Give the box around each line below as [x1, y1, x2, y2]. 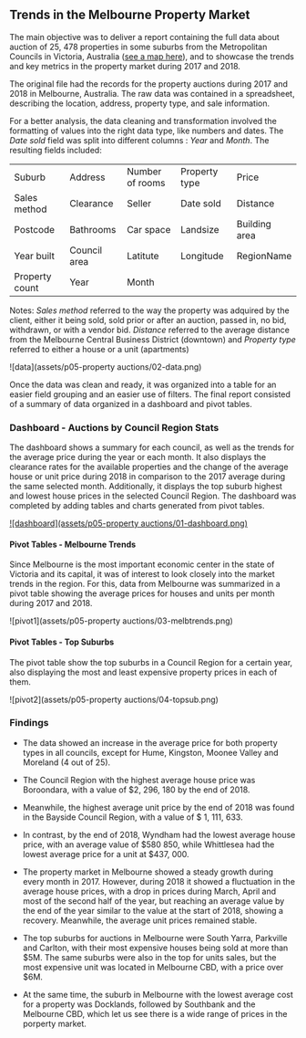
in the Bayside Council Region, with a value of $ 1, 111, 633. [22, 812, 243, 823]
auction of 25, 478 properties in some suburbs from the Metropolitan [9, 41, 268, 52]
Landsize [180, 223, 220, 236]
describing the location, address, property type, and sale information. [9, 98, 270, 109]
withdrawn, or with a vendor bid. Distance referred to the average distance [9, 324, 290, 335]
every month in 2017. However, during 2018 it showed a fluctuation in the [22, 875, 296, 886]
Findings [9, 717, 49, 729]
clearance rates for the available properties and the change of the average [9, 461, 289, 473]
